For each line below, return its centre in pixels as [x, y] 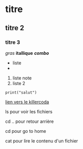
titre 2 [15, 28]
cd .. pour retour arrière [29, 121]
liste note [22, 78]
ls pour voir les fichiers [29, 111]
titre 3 [13, 42]
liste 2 [19, 83]
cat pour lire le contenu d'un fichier [42, 141]
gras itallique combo [27, 53]
